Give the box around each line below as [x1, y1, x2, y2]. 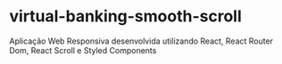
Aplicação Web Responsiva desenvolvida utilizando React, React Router [9, 36, 274, 46]
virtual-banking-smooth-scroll [9, 6, 243, 27]
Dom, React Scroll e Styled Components [9, 44, 157, 55]
